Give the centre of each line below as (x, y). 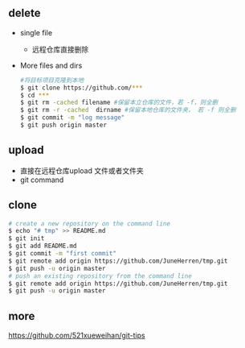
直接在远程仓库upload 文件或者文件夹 (82, 170)
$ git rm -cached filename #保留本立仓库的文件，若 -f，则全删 (119, 103)
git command (42, 180)
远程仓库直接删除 (60, 49)
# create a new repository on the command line (90, 224)
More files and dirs (51, 65)
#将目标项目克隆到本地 (52, 80)
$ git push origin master (63, 125)
